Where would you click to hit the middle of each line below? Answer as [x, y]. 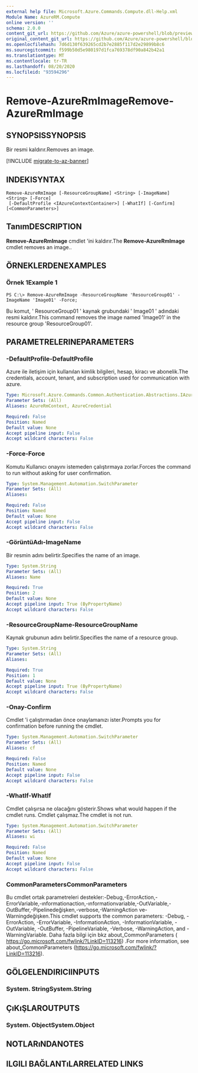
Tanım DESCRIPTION [44, 227]
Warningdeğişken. [28, 916]
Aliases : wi [21, 837]
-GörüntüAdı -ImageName [44, 542]
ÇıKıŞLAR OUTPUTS [43, 1008]
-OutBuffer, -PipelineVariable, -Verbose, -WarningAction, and [111, 929]
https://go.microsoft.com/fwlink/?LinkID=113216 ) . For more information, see [98, 941]
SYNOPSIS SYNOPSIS [46, 135]
